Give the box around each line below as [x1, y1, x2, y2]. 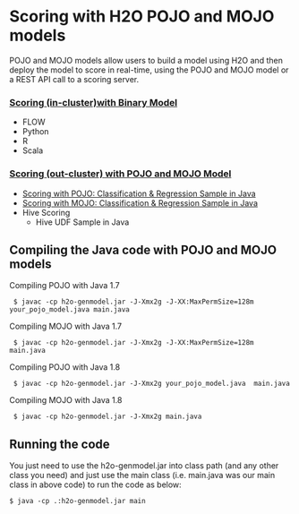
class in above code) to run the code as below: [9, 479, 182, 490]
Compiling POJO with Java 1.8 [9, 362, 121, 373]
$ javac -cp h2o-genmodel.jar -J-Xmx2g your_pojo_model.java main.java [13, 379, 291, 389]
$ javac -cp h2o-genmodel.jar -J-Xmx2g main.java [13, 412, 202, 422]
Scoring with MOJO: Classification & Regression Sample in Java [21, 197, 258, 208]
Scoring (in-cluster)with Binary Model [9, 96, 177, 108]
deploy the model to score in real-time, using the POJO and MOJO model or [9, 64, 289, 75]
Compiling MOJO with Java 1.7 [9, 321, 123, 332]
